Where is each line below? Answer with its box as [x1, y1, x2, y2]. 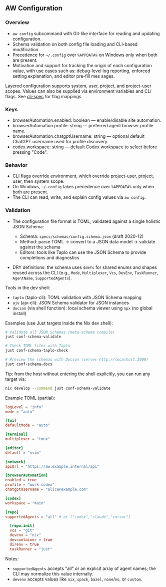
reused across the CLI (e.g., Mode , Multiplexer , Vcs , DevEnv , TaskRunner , [12, 269, 158, 275]
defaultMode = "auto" [5, 423, 50, 428]
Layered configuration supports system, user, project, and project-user [5, 83, 151, 89]
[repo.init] [9, 523, 35, 528]
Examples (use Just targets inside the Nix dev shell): [5, 320, 113, 326]
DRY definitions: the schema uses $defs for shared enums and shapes [12, 264, 157, 270]
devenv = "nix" [9, 533, 41, 538]
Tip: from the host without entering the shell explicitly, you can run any [5, 371, 150, 377]
